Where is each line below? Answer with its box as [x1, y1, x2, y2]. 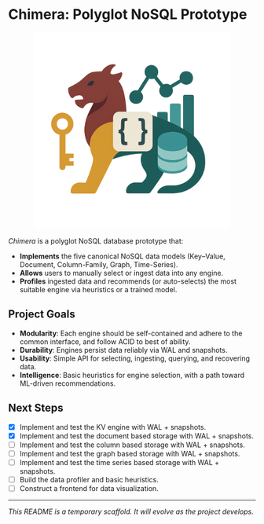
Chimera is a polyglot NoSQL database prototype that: [8, 236, 184, 245]
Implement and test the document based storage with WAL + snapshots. [19, 431, 254, 441]
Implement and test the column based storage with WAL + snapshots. [19, 440, 245, 449]
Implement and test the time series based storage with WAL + [19, 457, 220, 467]
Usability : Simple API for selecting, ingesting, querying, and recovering [19, 354, 250, 363]
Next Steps [8, 401, 64, 415]
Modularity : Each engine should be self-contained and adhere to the [19, 328, 243, 338]
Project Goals [8, 308, 76, 321]
